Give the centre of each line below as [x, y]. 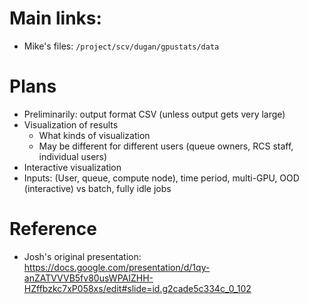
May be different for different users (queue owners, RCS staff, [166, 146]
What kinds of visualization [94, 135]
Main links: [55, 18]
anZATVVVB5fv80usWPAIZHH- [88, 278]
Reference [53, 229]
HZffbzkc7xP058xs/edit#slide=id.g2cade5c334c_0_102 [137, 288]
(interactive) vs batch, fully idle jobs [97, 188]
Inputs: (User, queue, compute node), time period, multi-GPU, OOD [161, 178]
